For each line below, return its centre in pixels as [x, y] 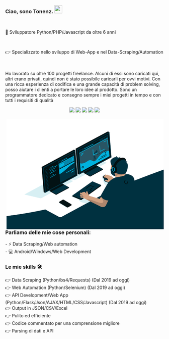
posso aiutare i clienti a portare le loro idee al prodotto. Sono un [71, 90]
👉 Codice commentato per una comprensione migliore [62, 323]
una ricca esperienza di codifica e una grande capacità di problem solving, [83, 84]
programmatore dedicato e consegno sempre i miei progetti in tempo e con [83, 95]
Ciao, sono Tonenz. [29, 11]
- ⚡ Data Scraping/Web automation [41, 244]
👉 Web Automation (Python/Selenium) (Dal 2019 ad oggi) [65, 287]
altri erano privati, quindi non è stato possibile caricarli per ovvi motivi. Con [83, 79]
